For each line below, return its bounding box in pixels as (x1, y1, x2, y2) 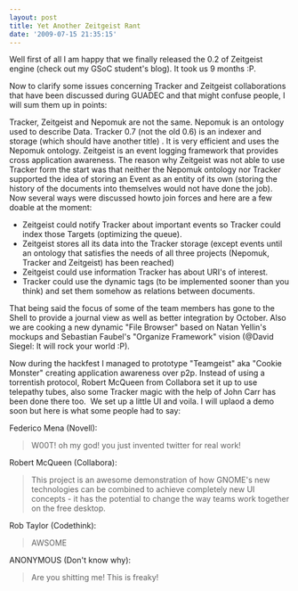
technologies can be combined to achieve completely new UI (30, 484, 255, 495)
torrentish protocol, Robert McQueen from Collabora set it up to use (9, 377, 258, 388)
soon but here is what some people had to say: (9, 406, 181, 416)
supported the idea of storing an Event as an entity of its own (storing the (9, 174, 278, 185)
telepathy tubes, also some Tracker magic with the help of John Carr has (9, 387, 277, 398)
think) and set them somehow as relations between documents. (21, 286, 255, 297)
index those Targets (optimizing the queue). (21, 229, 182, 240)
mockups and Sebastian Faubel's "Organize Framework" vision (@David (9, 332, 274, 342)
